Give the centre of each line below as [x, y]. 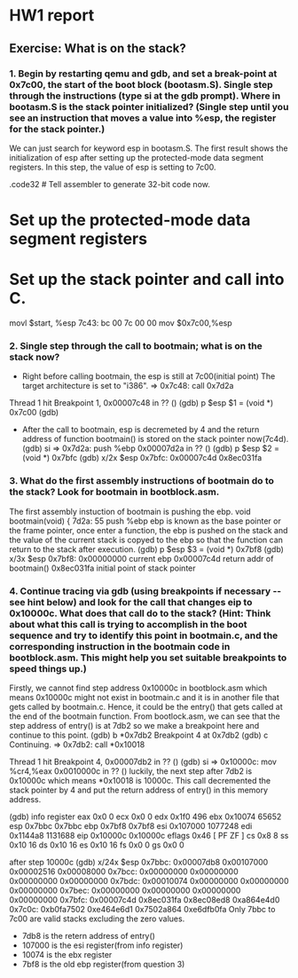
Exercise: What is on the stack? [98, 48]
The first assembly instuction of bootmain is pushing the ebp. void [130, 511]
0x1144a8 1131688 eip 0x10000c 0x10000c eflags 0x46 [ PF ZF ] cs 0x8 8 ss [149, 835]
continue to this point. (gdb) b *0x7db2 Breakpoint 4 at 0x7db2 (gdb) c [139, 735]
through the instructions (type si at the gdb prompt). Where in [145, 96]
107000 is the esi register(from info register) [102, 945]
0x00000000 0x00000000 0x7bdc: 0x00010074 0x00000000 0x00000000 [149, 880]
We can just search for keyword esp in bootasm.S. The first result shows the [149, 148]
